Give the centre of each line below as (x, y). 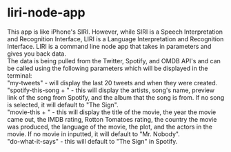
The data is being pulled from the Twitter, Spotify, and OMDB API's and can (114, 61)
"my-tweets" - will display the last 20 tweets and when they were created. (112, 83)
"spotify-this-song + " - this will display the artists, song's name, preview (111, 90)
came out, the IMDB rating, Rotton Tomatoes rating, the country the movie (112, 119)
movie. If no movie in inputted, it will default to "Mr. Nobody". (94, 134)
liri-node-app (46, 13)
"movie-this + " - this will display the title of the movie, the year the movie (112, 112)
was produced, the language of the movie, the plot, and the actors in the (110, 127)
